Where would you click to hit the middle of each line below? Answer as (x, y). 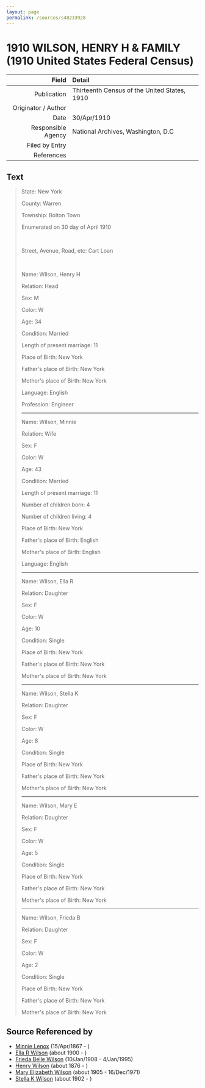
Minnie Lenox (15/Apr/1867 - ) (52, 1047)
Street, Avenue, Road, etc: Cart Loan (67, 251)
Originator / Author (39, 108)
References (50, 155)
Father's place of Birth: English (60, 540)
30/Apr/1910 (92, 118)
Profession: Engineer (48, 405)
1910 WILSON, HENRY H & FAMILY (94, 48)
